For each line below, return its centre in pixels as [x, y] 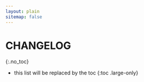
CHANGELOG [38, 46]
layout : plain [23, 11]
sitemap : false [24, 17]
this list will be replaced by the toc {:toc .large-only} [76, 73]
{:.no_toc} [17, 62]
